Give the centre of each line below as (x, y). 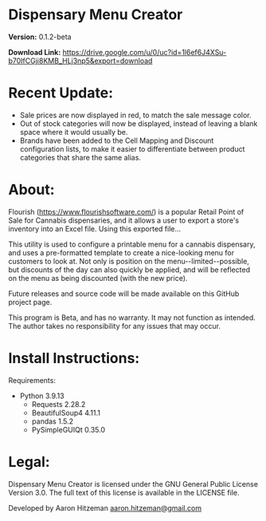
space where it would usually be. (74, 132)
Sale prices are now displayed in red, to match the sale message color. (135, 115)
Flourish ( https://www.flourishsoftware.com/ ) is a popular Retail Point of (126, 211)
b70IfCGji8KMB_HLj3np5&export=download (80, 61)
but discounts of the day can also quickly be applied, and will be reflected (129, 270)
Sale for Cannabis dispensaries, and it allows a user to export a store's (124, 220)
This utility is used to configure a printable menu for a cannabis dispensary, (132, 244)
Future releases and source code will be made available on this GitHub (124, 294)
